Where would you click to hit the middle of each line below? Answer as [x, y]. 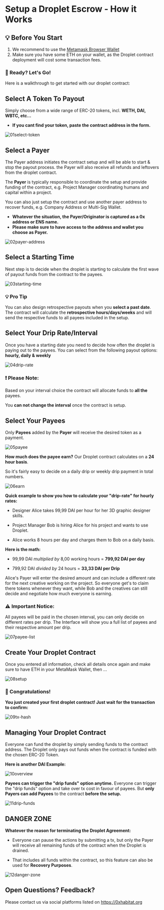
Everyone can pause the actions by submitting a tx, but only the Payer [83, 840]
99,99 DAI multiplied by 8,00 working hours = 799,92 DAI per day [79, 559]
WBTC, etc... [18, 116]
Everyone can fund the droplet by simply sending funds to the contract [76, 745]
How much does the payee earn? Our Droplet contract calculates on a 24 [80, 456]
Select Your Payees [35, 421]
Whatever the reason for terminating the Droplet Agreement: [68, 830]
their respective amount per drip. [38, 628]
